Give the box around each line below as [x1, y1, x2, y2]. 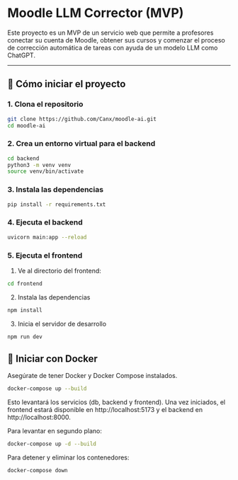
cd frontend [7, 280, 42, 287]
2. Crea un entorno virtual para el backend [7, 139, 156, 149]
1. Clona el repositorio [7, 99, 84, 109]
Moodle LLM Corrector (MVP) [7, 5, 184, 21]
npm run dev [7, 333, 42, 341]
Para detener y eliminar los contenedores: [7, 453, 130, 462]
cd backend [7, 154, 40, 162]
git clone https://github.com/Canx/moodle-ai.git [7, 115, 157, 122]
